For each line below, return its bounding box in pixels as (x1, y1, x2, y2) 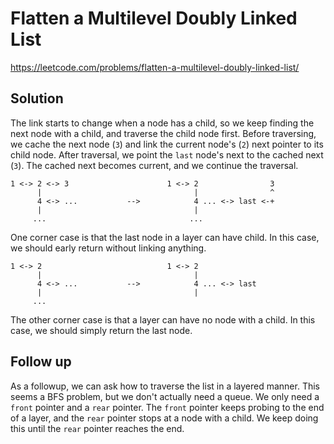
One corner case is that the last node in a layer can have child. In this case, (10, 231, 320, 243)
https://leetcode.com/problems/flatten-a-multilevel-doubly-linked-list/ (10, 61, 300, 73)
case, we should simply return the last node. (10, 324, 193, 336)
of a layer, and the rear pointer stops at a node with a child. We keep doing (10, 412, 319, 424)
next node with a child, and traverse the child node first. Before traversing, (10, 127, 317, 139)
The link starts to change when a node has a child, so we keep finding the (10, 117, 315, 129)
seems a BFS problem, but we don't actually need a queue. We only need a (10, 390, 320, 402)
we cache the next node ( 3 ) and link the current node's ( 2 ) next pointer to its (10, 138, 324, 150)
